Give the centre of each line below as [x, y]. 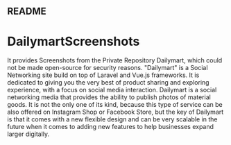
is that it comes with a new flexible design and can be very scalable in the [112, 119]
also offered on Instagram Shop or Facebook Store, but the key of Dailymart [115, 112]
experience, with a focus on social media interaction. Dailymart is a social [112, 90]
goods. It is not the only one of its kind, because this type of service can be [115, 105]
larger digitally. [28, 134]
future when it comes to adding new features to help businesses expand [110, 127]
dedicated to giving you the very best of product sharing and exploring [108, 83]
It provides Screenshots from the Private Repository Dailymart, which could [115, 60]
